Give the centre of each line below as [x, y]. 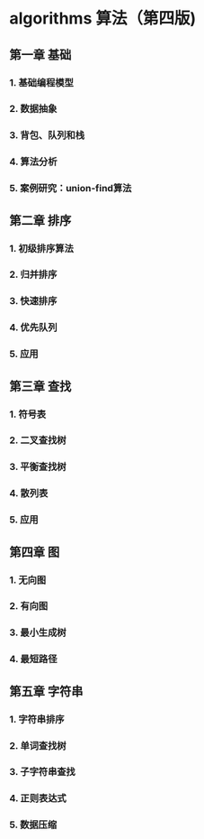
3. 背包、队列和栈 [47, 135]
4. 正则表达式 [38, 798]
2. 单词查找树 [38, 745]
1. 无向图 [28, 580]
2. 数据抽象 [33, 109]
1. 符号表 [28, 414]
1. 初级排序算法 [42, 248]
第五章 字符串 [46, 691]
